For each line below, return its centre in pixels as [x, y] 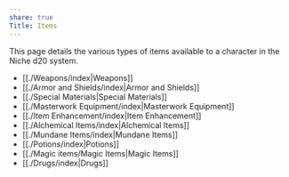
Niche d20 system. [44, 60]
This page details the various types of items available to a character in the [144, 51]
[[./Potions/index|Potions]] [71, 144]
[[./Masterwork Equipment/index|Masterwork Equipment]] [128, 106]
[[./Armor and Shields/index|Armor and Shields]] [111, 87]
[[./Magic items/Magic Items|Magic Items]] [100, 153]
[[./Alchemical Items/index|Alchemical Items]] [105, 125]
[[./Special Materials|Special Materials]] [94, 97]
